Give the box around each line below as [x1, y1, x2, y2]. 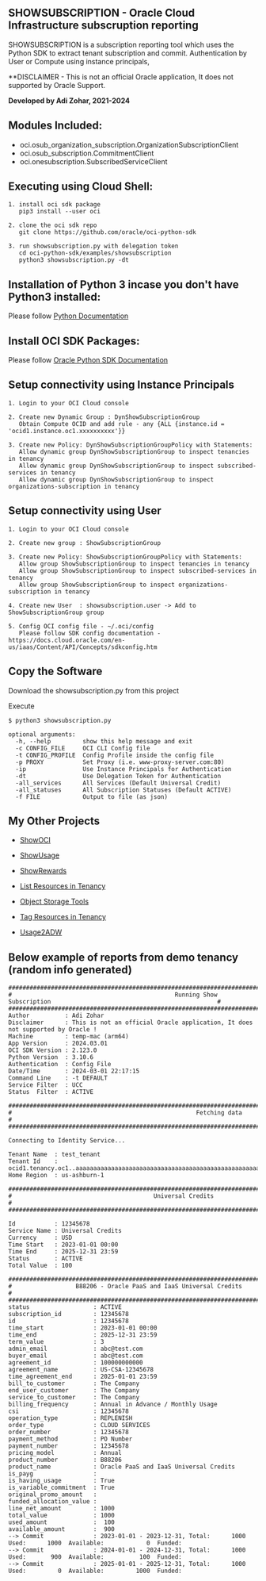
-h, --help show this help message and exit [15, 737, 193, 745]
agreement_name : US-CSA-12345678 [8, 1366, 154, 1374]
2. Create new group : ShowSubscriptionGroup [8, 539, 161, 547]
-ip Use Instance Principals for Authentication [15, 765, 232, 773]
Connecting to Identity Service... [8, 1137, 126, 1145]
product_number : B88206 [8, 1456, 123, 1464]
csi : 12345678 [8, 1407, 129, 1415]
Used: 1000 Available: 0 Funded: [8, 1539, 182, 1548]
